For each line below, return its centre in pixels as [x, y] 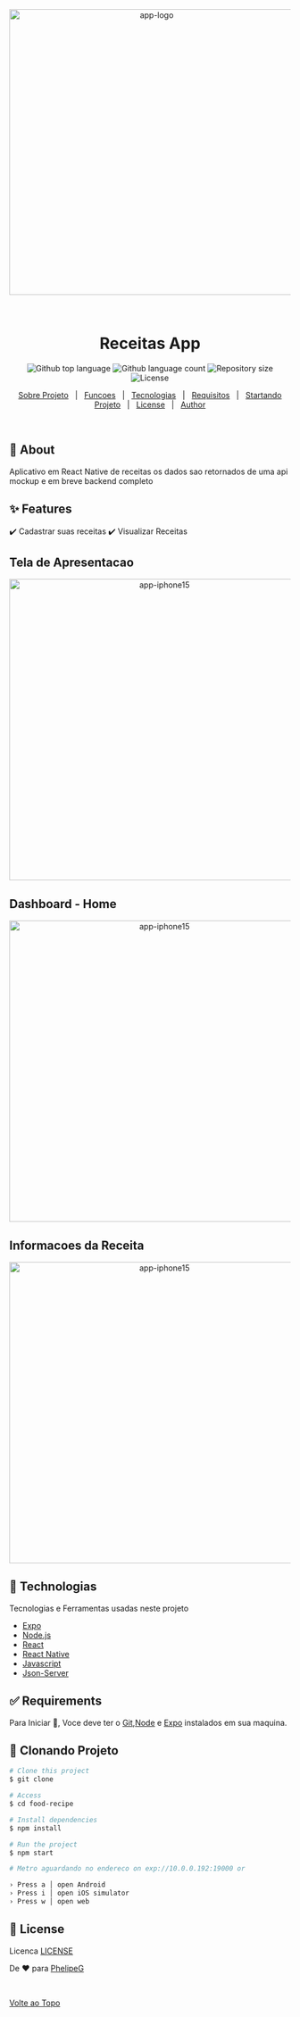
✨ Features [41, 509]
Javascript [42, 1663]
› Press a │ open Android [57, 1885]
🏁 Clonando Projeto [64, 1750]
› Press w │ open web [50, 1902]
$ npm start [31, 1853]
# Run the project [43, 1844]
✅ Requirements [56, 1701]
